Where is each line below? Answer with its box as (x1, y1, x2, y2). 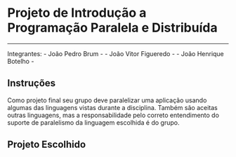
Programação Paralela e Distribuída (7, 20, 218, 36)
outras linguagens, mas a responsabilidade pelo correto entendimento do (7, 111, 220, 119)
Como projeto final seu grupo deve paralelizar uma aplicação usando (7, 96, 207, 104)
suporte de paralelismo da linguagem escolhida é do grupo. (7, 118, 180, 127)
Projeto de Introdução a (7, 5, 147, 21)
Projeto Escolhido (7, 139, 86, 151)
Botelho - (7, 57, 34, 65)
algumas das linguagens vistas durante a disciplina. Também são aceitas (7, 103, 218, 111)
